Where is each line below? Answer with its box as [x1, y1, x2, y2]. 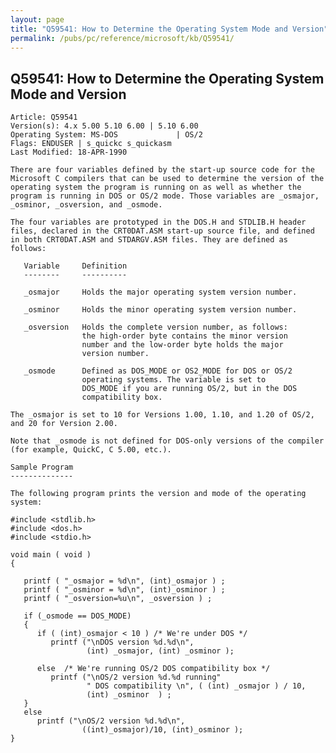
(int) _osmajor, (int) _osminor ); [86, 646, 235, 656]
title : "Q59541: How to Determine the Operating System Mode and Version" [10, 24, 329, 34]
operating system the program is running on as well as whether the [10, 182, 302, 193]
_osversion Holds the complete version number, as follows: [23, 322, 288, 333]
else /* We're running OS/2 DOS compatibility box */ [36, 664, 271, 674]
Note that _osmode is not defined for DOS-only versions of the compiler [10, 436, 325, 446]
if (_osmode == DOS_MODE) [23, 611, 132, 621]
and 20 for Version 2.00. [10, 419, 118, 429]
